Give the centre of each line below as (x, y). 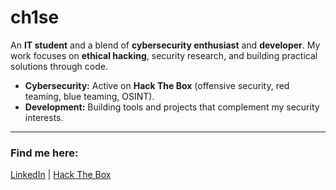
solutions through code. (59, 66)
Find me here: (44, 153)
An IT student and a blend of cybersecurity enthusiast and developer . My (165, 45)
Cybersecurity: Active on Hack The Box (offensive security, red (157, 85)
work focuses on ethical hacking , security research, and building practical (164, 55)
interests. (44, 117)
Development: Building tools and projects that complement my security (172, 107)
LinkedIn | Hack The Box (61, 175)
